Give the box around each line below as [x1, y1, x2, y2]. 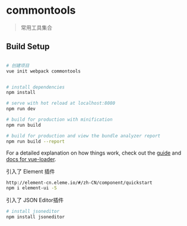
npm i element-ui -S [6, 185, 58, 191]
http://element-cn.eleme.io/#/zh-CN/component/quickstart [6, 180, 153, 186]
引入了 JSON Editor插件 [6, 197, 64, 204]
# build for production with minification [6, 117, 113, 123]
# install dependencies [6, 84, 65, 90]
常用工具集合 [20, 24, 52, 31]
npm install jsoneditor [6, 214, 65, 220]
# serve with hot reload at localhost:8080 [6, 101, 116, 106]
